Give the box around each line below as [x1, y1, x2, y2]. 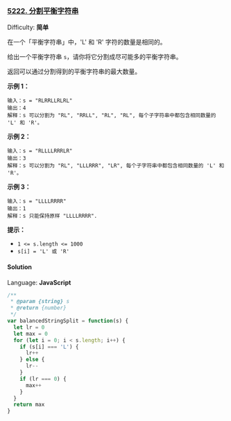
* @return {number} [10, 304, 67, 311]
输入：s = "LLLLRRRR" [7, 198, 67, 205]
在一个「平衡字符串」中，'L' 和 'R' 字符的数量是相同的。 [7, 38, 166, 46]
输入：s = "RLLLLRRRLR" [7, 148, 73, 155]
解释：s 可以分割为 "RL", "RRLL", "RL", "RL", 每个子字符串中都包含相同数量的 [7, 112, 216, 119]
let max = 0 [13, 330, 49, 337]
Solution [7, 262, 33, 271]
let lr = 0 [13, 324, 45, 331]
